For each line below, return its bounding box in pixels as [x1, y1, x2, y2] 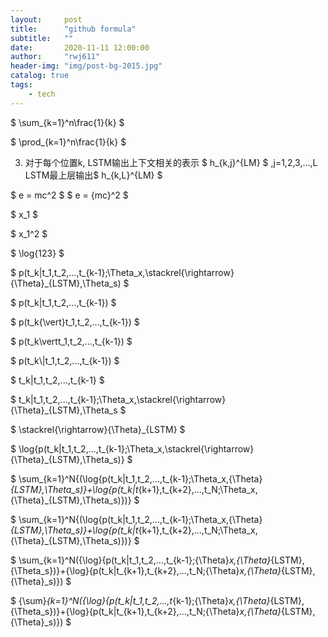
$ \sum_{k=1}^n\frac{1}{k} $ [10, 116, 125, 128]
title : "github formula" [10, 24, 137, 34]
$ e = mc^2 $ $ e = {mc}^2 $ [10, 189, 129, 201]
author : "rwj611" [10, 52, 101, 62]
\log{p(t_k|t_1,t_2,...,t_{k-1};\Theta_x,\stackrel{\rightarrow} [18, 442, 255, 455]
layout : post [10, 14, 83, 25]
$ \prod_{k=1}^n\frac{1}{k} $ [10, 136, 127, 148]
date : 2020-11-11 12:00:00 [10, 42, 150, 53]
